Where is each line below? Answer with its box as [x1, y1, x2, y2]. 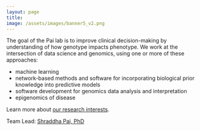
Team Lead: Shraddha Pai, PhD [6, 118, 85, 125]
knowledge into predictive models [15, 81, 101, 88]
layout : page [6, 9, 40, 15]
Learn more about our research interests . [6, 106, 110, 113]
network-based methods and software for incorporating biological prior [15, 74, 195, 82]
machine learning [15, 68, 59, 76]
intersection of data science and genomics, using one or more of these [6, 50, 185, 57]
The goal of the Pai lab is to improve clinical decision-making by [6, 37, 167, 44]
